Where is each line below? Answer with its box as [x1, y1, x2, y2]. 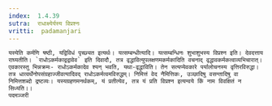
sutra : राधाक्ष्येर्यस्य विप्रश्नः [8, 19, 80, 28]
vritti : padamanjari [8, 27, 82, 35]
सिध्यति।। [8, 84, 32, 93]
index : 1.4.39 [8, 11, 60, 20]
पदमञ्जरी [8, 91, 29, 100]
